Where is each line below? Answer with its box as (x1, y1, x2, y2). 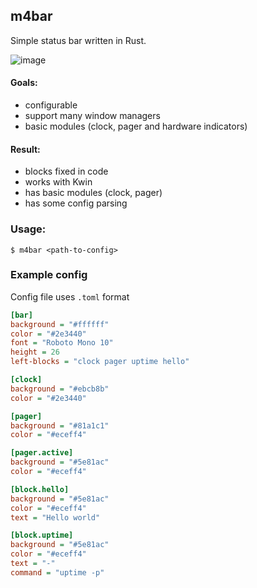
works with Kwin (24, 176, 93, 188)
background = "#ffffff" (10, 319, 110, 329)
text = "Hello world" (10, 512, 101, 523)
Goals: (10, 77, 38, 89)
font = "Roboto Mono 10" (10, 338, 114, 348)
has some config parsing (24, 197, 128, 209)
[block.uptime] (10, 530, 74, 541)
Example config (10, 268, 88, 282)
